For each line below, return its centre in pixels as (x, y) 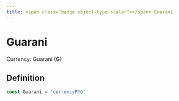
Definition (25, 78)
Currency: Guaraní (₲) (34, 59)
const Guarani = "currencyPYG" (46, 92)
